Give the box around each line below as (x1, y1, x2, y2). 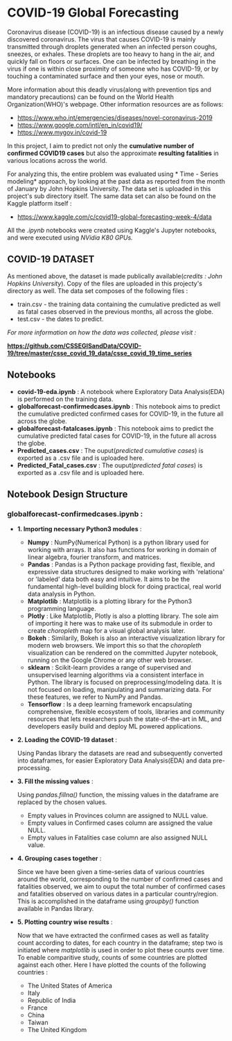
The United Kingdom (27, 1026, 87, 1034)
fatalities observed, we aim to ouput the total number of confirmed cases (17, 882, 226, 891)
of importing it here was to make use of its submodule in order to (27, 619, 213, 628)
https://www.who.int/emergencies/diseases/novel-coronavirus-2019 (17, 113, 213, 122)
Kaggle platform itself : (7, 199, 72, 207)
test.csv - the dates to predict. (17, 314, 104, 323)
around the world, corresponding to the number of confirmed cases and (17, 875, 223, 884)
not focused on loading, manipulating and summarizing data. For (27, 686, 212, 694)
